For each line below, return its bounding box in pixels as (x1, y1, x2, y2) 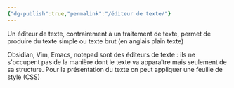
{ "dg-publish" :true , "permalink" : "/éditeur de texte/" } (7, 10, 171, 17)
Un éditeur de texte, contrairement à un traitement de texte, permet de (7, 29, 212, 38)
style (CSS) (7, 73, 41, 81)
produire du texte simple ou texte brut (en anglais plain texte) (7, 36, 184, 45)
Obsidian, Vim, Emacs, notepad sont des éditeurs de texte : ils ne (7, 50, 195, 59)
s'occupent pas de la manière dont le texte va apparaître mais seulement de (7, 57, 227, 66)
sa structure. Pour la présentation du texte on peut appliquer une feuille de (7, 65, 223, 73)
